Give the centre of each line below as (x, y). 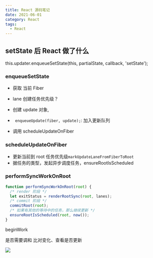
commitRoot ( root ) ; (29, 206)
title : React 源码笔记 (28, 10)
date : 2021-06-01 (24, 15)
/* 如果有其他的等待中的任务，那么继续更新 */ (52, 211)
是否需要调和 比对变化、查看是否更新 (44, 240)
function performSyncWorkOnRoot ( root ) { (49, 187)
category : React (22, 19)
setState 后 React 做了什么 (47, 51)
